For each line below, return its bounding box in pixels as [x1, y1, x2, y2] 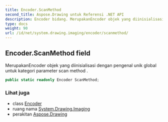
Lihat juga [5, 89, 30, 96]
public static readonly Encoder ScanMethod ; [5, 77, 99, 82]
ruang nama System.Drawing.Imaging [12, 105, 90, 111]
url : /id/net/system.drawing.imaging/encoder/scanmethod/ [5, 30, 128, 35]
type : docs [5, 21, 28, 26]
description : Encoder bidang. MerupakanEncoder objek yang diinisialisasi [5, 16, 164, 21]
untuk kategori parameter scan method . [5, 67, 88, 73]
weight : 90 [5, 26, 28, 31]
